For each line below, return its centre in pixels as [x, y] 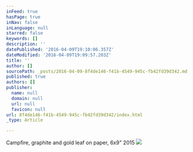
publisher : [19, 88]
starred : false [25, 33]
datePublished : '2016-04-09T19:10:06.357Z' [60, 50]
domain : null [27, 98]
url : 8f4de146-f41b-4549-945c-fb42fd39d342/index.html [75, 115]
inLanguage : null [27, 28]
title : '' [18, 60]
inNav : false [22, 22]
